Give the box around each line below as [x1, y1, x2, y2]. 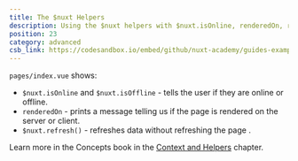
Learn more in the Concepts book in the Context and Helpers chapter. [9, 142, 264, 153]
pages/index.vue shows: [9, 70, 98, 80]
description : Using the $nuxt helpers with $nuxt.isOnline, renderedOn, [9, 21, 284, 30]
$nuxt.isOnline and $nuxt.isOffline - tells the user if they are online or [21, 88, 284, 98]
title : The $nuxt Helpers [9, 12, 105, 22]
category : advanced [9, 37, 82, 47]
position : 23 [9, 29, 58, 38]
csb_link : [9, 46, 46, 55]
